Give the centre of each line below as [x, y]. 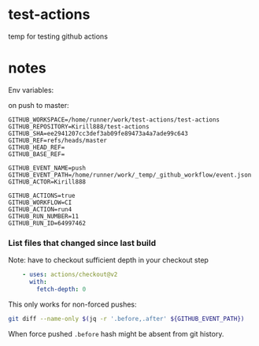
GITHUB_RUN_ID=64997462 [47, 223]
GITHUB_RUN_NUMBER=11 [44, 216]
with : [38, 282]
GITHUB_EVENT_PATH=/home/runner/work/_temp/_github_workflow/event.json [130, 175]
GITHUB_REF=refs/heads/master [58, 140]
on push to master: [39, 105]
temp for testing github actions [58, 36]
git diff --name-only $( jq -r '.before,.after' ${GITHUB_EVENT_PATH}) [126, 318]
